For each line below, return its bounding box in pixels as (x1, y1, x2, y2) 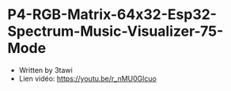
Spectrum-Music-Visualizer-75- (7, 22, 224, 40)
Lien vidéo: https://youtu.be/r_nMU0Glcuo (18, 74, 157, 83)
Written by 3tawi (18, 65, 73, 74)
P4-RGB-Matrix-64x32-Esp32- (7, 6, 217, 24)
